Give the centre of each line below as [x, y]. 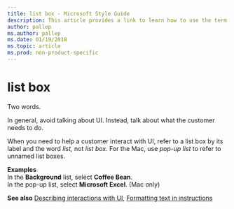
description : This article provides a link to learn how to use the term [117, 20]
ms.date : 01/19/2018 [37, 40]
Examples [22, 169]
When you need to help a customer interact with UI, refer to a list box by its [115, 141]
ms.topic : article [34, 46]
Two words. [24, 106]
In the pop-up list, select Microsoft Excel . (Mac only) [84, 184]
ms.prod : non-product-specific [53, 53]
